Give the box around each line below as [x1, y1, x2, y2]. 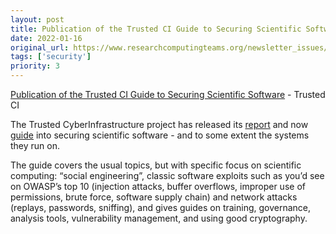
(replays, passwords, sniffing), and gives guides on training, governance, [10, 202, 312, 213]
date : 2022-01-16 [10, 33, 83, 43]
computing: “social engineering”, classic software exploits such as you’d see [10, 170, 325, 181]
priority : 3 [10, 61, 60, 71]
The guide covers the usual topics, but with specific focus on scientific [10, 159, 302, 171]
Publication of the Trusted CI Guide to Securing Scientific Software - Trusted [10, 89, 326, 100]
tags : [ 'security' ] [10, 52, 92, 62]
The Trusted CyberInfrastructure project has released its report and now [10, 119, 309, 130]
